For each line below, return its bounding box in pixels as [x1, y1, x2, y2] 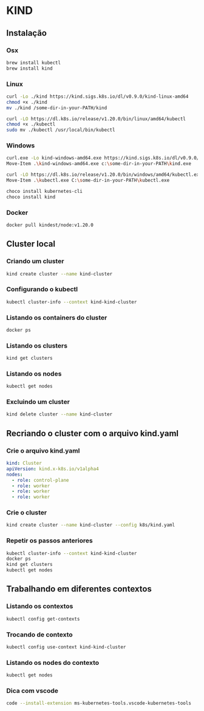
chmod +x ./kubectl [6, 121, 56, 127]
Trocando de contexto [6, 630, 73, 639]
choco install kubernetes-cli [6, 188, 83, 194]
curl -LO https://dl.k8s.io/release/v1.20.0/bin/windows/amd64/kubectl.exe [6, 172, 202, 178]
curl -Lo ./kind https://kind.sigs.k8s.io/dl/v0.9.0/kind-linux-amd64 [6, 93, 189, 99]
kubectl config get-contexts [6, 616, 80, 622]
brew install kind [6, 65, 53, 72]
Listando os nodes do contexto [6, 658, 100, 667]
